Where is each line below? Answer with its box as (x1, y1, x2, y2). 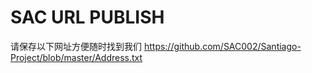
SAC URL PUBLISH (10, 6, 165, 29)
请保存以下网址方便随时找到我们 (10, 40, 142, 52)
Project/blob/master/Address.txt (10, 51, 143, 63)
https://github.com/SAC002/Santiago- (143, 40, 302, 52)
